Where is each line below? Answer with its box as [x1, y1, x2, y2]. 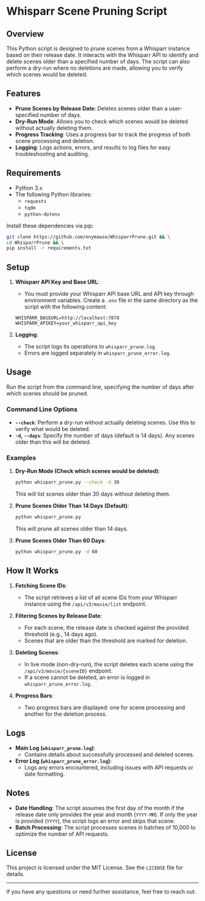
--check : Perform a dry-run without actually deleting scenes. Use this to [15, 419, 196, 426]
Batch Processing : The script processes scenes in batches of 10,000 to [15, 823, 196, 831]
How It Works [6, 565, 59, 576]
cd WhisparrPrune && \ [6, 240, 64, 246]
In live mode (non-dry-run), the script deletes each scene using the [24, 660, 194, 667]
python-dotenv [24, 211, 60, 218]
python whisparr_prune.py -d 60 [15, 549, 98, 555]
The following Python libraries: [15, 191, 93, 198]
